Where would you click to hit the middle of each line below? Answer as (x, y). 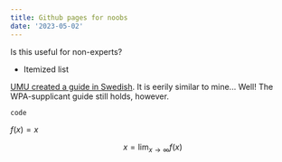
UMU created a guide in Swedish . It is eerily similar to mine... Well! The (142, 86)
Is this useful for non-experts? (66, 51)
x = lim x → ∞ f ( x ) (153, 148)
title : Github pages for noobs (69, 18)
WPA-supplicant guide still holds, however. (90, 96)
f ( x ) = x (24, 129)
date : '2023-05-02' (47, 26)
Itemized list (46, 69)
